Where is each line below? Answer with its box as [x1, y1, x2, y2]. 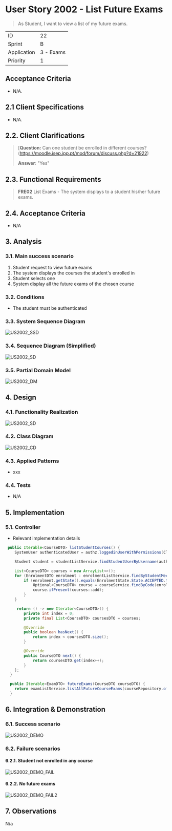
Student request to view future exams [12, 264, 93, 270]
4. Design [5, 393, 37, 402]
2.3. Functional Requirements [5, 175, 101, 184]
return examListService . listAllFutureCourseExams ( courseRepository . [14, 686, 164, 692]
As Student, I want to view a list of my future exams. [17, 20, 128, 27]
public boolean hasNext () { [24, 630, 83, 635]
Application [8, 49, 35, 56]
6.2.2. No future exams [5, 781, 55, 787]
